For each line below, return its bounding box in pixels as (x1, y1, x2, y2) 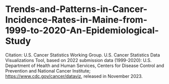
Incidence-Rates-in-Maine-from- (5, 14, 148, 25)
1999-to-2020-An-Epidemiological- (5, 25, 159, 36)
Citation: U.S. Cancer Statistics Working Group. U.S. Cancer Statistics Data (5, 51, 160, 58)
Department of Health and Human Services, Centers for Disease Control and (5, 62, 164, 68)
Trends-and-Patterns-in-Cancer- (5, 3, 148, 15)
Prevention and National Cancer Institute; (5, 67, 91, 73)
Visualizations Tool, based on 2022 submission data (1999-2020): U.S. (5, 57, 152, 63)
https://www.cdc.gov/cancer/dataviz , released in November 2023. (5, 73, 143, 79)
